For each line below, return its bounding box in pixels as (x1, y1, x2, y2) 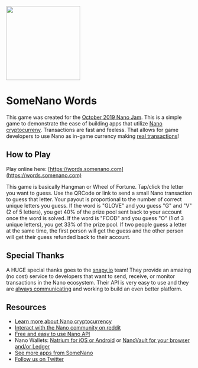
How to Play (6, 150, 51, 160)
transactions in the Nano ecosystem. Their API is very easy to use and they (6, 279, 189, 286)
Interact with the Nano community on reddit (14, 324, 121, 331)
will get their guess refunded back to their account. (6, 233, 131, 240)
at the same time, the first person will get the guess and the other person (6, 227, 184, 234)
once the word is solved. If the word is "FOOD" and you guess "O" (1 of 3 (6, 214, 184, 221)
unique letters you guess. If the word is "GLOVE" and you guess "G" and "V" (6, 202, 192, 209)
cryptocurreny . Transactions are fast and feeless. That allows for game (6, 126, 179, 133)
